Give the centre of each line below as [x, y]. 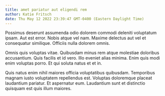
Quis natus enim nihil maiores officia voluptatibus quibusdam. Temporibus [80, 73]
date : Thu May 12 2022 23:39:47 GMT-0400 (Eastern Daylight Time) [75, 19]
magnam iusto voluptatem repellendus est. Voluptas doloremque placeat [79, 78]
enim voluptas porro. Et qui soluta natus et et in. [54, 63]
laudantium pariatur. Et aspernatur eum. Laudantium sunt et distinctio [75, 83]
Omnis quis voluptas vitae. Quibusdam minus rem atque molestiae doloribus [82, 53]
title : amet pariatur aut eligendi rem [46, 10]
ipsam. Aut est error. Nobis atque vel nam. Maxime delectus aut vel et [76, 38]
